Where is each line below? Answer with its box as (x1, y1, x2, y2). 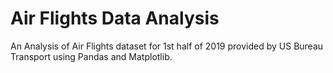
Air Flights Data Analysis (10, 7, 220, 30)
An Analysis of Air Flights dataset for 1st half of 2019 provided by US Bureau (10, 40, 324, 52)
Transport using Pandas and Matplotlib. (10, 50, 173, 62)
